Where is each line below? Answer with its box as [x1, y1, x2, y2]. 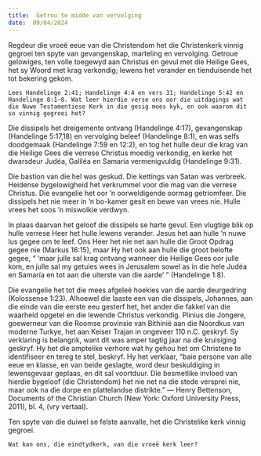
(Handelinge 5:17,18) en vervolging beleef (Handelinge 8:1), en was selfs [8, 131, 240, 141]
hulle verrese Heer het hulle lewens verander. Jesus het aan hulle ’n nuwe [8, 228, 247, 237]
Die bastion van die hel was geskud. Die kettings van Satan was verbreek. [8, 172, 247, 181]
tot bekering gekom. [8, 74, 74, 83]
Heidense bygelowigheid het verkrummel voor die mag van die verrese [8, 179, 237, 189]
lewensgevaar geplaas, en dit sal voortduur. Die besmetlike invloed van [8, 368, 237, 378]
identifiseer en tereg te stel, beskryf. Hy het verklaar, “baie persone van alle [8, 352, 252, 361]
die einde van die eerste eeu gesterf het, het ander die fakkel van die [8, 302, 231, 311]
